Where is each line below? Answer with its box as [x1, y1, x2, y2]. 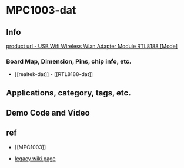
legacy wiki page [14, 154, 56, 162]
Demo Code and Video [6, 108, 90, 118]
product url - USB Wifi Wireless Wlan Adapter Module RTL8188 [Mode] [6, 42, 178, 50]
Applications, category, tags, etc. [6, 88, 131, 98]
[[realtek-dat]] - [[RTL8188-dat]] [14, 71, 93, 78]
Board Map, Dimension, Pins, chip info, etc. [6, 57, 132, 65]
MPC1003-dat [6, 4, 76, 17]
